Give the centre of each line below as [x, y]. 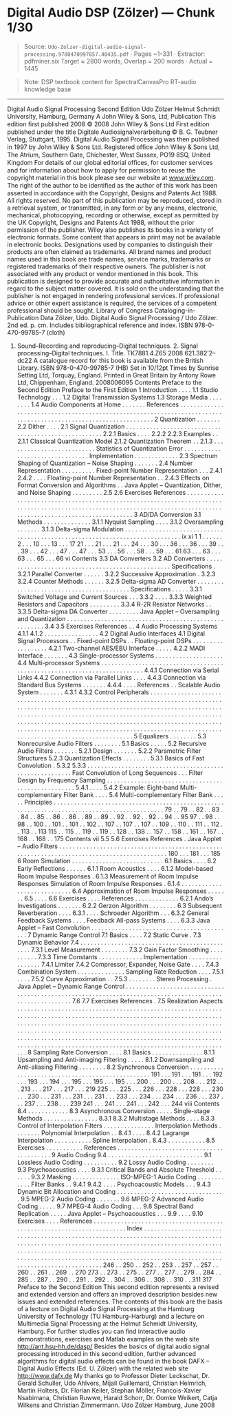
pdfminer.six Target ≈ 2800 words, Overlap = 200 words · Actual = [118, 61]
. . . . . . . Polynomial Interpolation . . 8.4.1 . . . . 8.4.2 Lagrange [103, 1132]
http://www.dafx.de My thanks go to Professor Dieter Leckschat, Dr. [113, 1375]
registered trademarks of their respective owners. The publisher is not [107, 266]
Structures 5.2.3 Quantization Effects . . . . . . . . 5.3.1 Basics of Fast [111, 758]
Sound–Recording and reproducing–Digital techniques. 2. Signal [107, 346]
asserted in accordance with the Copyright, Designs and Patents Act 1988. [112, 193]
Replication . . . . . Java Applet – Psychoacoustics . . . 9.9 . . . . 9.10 [110, 1213]
